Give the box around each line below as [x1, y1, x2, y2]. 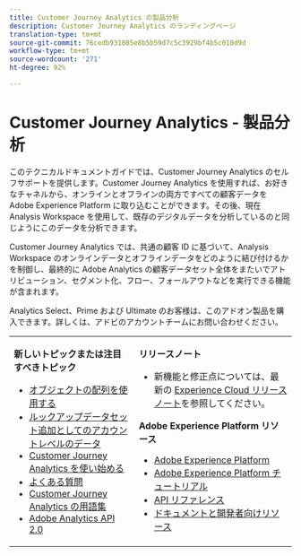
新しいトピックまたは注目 [13, 347, 123, 360]
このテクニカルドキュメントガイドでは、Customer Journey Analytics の [9, 166, 274, 177]
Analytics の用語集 [29, 500, 107, 512]
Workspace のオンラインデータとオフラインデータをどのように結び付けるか [9, 252, 289, 263]
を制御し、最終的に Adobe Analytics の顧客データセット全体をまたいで [9, 264, 271, 274]
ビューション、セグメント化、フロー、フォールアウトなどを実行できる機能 [16, 274, 291, 285]
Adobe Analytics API [29, 512, 116, 525]
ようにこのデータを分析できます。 [16, 222, 142, 233]
